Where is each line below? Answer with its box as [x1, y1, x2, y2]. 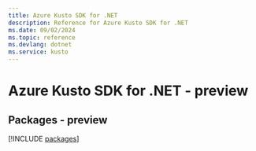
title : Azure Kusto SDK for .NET [8, 11, 118, 20]
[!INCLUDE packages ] [8, 134, 80, 143]
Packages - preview [8, 113, 108, 127]
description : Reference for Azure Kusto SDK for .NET [8, 19, 189, 27]
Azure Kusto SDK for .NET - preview [8, 82, 249, 100]
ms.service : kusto [8, 48, 69, 56]
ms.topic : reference [8, 33, 76, 42]
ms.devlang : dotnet [8, 41, 72, 49]
